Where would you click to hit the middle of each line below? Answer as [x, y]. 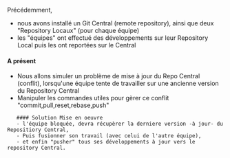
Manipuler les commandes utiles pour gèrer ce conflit [93, 98]
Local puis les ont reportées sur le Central [76, 45]
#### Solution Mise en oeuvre [60, 118]
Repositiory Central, [38, 130]
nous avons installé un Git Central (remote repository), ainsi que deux [115, 23]
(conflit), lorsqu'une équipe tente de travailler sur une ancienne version [118, 83]
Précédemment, [30, 10]
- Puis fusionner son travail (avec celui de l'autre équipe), [109, 136]
